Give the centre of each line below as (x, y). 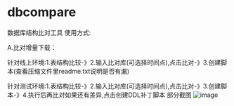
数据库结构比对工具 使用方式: (49, 32)
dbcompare (42, 12)
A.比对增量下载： (32, 47)
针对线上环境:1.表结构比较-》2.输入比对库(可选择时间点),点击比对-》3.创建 (114, 62)
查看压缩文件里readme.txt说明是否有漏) (73, 71)
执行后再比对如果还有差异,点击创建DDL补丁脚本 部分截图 (110, 95)
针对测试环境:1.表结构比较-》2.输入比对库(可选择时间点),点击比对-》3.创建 (114, 86)
